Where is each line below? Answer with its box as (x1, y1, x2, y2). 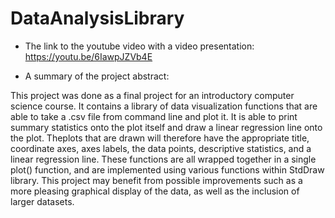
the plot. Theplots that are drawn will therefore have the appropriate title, (10, 132, 310, 144)
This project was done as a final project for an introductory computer (10, 89, 295, 101)
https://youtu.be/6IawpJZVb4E (24, 50, 153, 62)
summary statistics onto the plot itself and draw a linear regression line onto (10, 121, 323, 133)
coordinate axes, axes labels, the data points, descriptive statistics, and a (10, 142, 312, 154)
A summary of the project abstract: (24, 70, 170, 82)
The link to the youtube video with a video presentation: (24, 40, 255, 52)
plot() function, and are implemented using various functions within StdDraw (10, 163, 325, 176)
